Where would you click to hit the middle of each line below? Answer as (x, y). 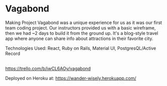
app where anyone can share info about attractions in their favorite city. (79, 38)
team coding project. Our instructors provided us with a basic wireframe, (80, 27)
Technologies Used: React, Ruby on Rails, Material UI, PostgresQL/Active (81, 48)
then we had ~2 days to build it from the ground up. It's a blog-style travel (82, 33)
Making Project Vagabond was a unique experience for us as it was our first (84, 22)
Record (13, 53)
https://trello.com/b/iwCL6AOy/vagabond (48, 68)
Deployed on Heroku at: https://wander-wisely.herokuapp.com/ (71, 78)
